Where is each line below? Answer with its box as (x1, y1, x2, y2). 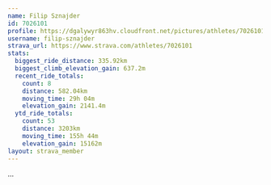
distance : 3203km (22, 124, 81, 132)
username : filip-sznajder (7, 34, 95, 43)
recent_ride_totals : (15, 72, 84, 80)
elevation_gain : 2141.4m (22, 102, 106, 110)
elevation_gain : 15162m (22, 139, 103, 148)
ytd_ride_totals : (15, 110, 74, 118)
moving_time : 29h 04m (22, 95, 95, 103)
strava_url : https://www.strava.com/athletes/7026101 (7, 42, 193, 50)
